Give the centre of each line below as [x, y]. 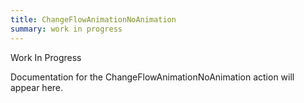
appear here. [37, 87]
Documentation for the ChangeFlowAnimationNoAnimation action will [152, 77]
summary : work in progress [66, 29]
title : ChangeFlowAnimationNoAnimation [93, 19]
